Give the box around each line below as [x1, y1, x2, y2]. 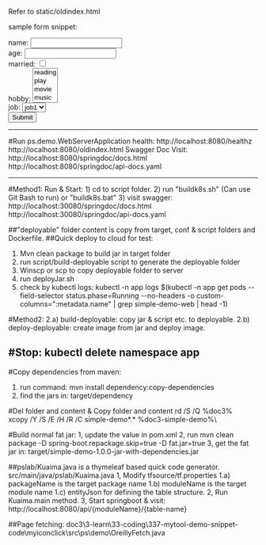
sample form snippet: [8, 22, 78, 31]
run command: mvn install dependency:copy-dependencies [19, 382, 215, 391]
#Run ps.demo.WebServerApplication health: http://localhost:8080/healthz [8, 136, 253, 146]
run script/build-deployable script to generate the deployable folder [19, 257, 241, 266]
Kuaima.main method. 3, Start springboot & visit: [8, 495, 166, 505]
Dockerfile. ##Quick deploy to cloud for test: [8, 234, 154, 242]
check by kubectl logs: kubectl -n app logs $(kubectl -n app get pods [19, 283, 247, 292]
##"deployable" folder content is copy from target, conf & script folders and [8, 225, 256, 234]
